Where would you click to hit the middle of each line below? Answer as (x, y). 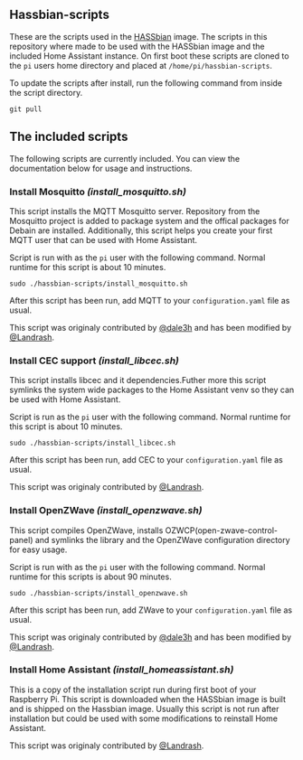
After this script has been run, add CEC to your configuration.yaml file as (146, 460)
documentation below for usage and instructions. (101, 168)
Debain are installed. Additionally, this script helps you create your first (141, 230)
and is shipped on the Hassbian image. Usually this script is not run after (144, 708)
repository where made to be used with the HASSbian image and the (137, 46)
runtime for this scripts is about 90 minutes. (90, 577)
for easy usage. (38, 549)
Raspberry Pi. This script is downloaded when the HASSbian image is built (148, 699)
